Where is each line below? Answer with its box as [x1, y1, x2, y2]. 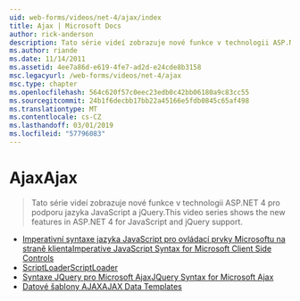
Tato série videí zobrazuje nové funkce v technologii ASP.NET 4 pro [30, 197, 281, 208]
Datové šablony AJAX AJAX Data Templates [21, 280, 183, 291]
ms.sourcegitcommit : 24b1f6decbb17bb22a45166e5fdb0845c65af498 [9, 96, 250, 105]
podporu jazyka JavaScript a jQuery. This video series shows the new [30, 206, 286, 217]
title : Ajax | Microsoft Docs [9, 21, 122, 30]
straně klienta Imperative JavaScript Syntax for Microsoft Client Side [21, 243, 272, 254]
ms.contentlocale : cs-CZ [9, 113, 102, 121]
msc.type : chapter [9, 79, 78, 88]
